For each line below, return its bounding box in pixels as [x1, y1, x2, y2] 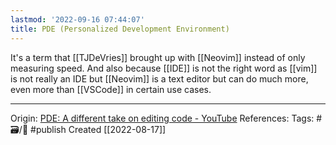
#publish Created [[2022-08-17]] [30, 123, 167, 135]
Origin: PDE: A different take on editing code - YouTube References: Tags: [10, 112, 315, 124]
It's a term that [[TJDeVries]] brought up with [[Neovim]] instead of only [10, 51, 306, 63]
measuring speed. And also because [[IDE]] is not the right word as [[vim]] [10, 62, 318, 74]
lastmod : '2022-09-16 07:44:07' [10, 14, 145, 25]
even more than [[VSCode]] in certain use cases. [10, 83, 212, 95]
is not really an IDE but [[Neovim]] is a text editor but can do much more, [10, 72, 309, 85]
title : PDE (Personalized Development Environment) [10, 24, 230, 34]
